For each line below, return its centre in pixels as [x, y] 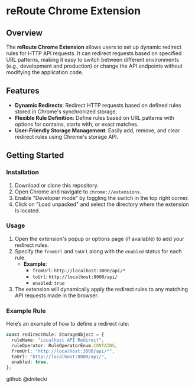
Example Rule [26, 311]
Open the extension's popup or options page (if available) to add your [99, 238]
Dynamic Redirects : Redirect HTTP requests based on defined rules [98, 105]
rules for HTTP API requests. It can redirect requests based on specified [94, 53]
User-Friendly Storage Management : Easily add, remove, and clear [97, 130]
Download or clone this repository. [56, 185]
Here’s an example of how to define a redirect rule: [68, 324]
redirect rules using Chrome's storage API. [66, 136]
